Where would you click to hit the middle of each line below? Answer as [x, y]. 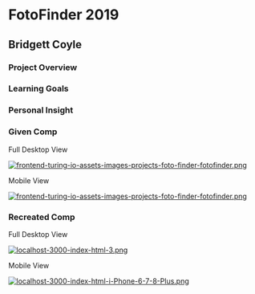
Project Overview [43, 67]
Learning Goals [39, 88]
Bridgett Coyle [45, 45]
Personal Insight [41, 110]
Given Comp [33, 132]
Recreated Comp [42, 217]
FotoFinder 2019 [64, 15]
